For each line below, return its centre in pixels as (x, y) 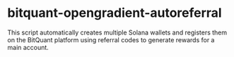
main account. (28, 47)
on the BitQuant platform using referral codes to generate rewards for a (111, 39)
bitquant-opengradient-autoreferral (115, 13)
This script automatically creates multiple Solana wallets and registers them (117, 32)
